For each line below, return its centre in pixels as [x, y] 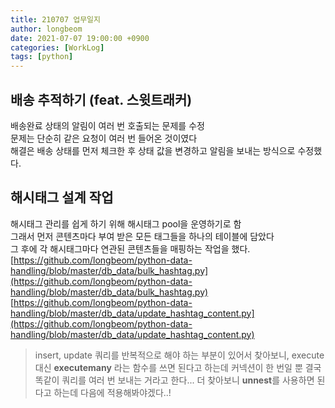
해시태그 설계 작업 [62, 197]
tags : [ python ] [42, 57]
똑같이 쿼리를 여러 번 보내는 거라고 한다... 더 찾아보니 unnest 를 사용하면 [174, 380]
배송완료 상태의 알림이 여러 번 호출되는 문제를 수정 [107, 125]
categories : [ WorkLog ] [57, 47]
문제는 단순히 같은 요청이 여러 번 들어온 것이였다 [104, 138]
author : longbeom [46, 29]
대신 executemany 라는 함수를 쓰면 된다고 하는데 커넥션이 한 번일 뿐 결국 [178, 367]
